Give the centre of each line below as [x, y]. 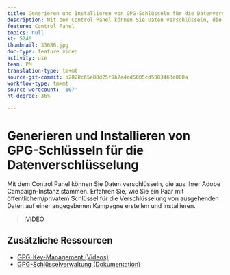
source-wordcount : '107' [42, 90]
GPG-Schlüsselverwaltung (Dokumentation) [79, 264]
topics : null [26, 32]
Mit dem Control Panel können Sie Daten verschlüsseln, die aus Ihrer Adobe [114, 184]
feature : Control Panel [41, 26]
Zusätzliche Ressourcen [60, 240]
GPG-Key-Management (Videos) [63, 257]
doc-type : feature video [42, 52]
